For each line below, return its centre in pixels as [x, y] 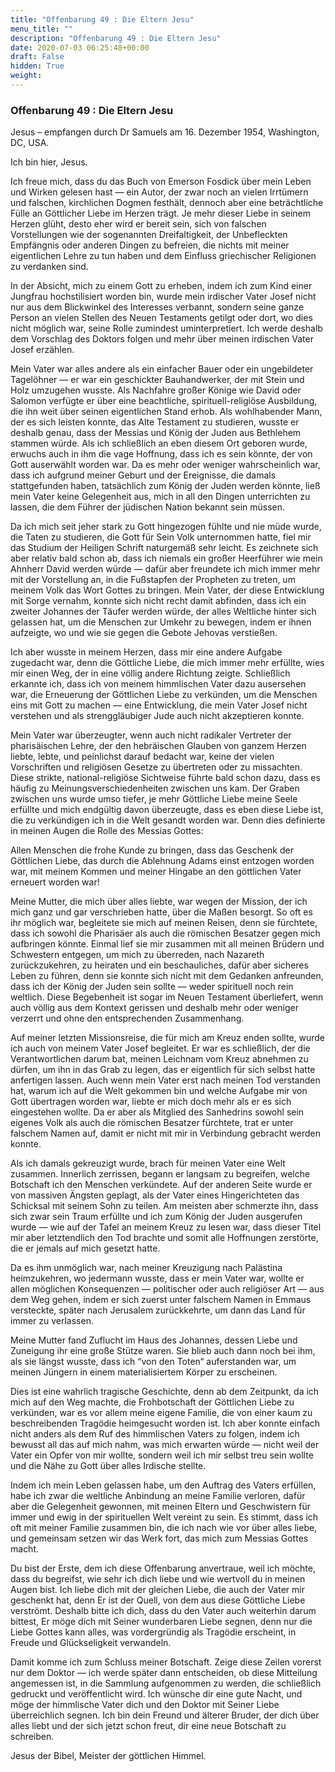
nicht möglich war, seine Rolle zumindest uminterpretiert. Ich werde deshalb [166, 328]
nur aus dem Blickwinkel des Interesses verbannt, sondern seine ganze [157, 307]
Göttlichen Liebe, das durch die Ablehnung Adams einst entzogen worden [162, 861]
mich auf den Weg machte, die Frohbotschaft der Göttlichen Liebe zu [152, 1402]
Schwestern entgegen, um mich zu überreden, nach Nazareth [137, 955]
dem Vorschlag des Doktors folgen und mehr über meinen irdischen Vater [162, 339]
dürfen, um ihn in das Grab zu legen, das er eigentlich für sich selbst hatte [163, 1070]
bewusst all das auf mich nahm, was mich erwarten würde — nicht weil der [165, 1445]
